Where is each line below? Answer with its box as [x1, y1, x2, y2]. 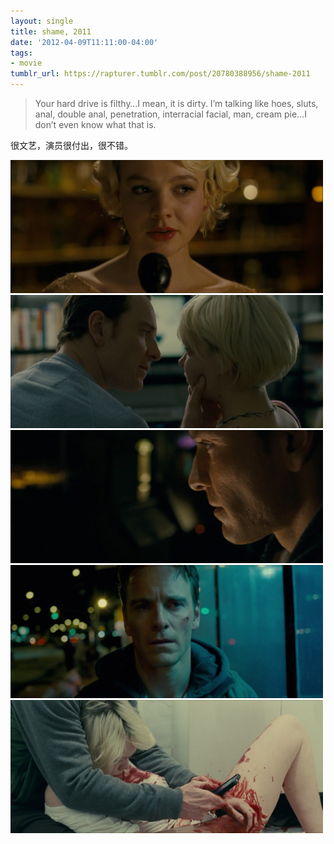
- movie [10, 58, 43, 69]
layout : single [10, 16, 74, 26]
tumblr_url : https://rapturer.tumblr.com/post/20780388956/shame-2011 [10, 69, 311, 79]
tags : [10, 48, 33, 58]
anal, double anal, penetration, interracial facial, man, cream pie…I [34, 108, 307, 120]
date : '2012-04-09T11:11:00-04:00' [10, 37, 159, 47]
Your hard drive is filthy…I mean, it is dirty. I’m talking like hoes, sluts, [34, 98, 319, 109]
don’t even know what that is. [34, 119, 157, 130]
